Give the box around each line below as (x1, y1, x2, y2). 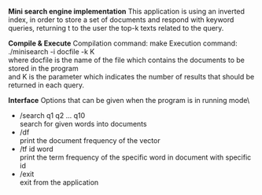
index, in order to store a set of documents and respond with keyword (8, 15, 234, 24)
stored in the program (8, 64, 79, 73)
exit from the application (19, 178, 99, 187)
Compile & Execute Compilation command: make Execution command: (8, 39, 238, 48)
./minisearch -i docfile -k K (8, 47, 95, 56)
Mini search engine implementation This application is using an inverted (8, 7, 245, 16)
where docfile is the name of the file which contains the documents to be (8, 55, 245, 64)
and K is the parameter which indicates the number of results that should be (8, 72, 255, 81)
